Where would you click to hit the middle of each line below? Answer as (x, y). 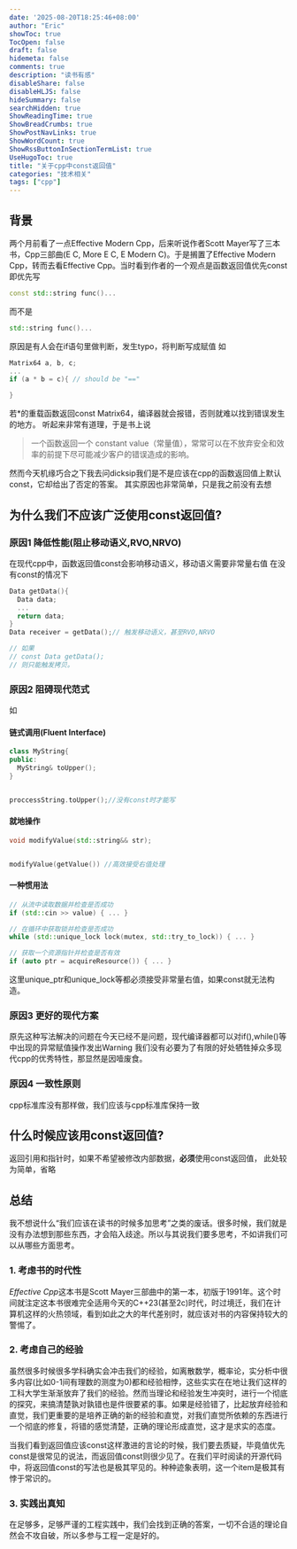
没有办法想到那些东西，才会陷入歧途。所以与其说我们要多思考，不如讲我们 (145, 1234)
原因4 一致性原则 (45, 1084)
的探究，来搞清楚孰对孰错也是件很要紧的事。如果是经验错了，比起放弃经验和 (148, 1404)
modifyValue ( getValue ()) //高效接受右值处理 (87, 864)
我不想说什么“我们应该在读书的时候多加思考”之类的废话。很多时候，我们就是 (148, 1223)
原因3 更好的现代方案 (54, 1016)
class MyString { (39, 751)
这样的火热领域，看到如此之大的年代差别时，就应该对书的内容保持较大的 (156, 1313)
